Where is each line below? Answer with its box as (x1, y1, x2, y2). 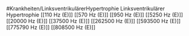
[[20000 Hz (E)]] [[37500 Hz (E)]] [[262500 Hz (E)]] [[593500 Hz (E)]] (6, 18, 181, 24)
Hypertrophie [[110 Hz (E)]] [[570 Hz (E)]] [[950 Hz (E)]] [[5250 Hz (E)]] (6, 11, 183, 18)
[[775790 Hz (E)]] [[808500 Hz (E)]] (6, 24, 95, 31)
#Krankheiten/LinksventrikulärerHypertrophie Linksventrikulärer (6, 5, 165, 12)
